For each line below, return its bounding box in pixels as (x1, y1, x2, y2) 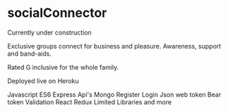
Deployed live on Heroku (7, 76, 79, 85)
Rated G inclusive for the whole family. (7, 63, 119, 71)
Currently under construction (7, 28, 92, 37)
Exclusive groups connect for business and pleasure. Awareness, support (7, 42, 222, 50)
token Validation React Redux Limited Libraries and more (7, 97, 172, 106)
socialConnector (7, 5, 107, 21)
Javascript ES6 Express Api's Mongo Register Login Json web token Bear (7, 90, 222, 99)
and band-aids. (7, 49, 52, 58)
